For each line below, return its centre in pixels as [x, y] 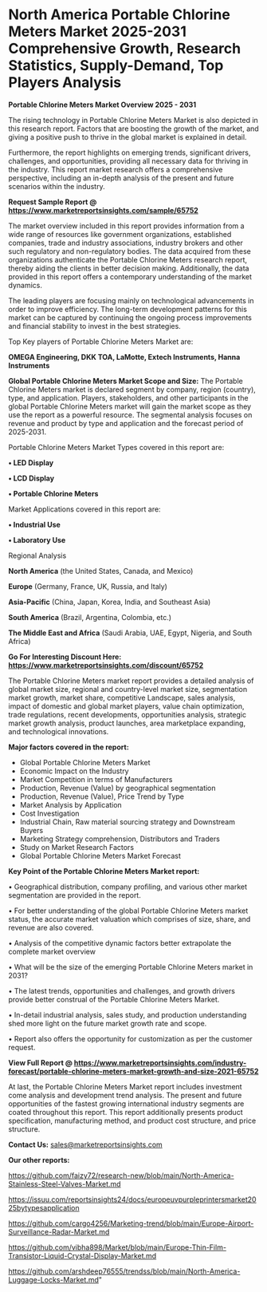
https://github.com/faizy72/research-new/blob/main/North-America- [121, 1175]
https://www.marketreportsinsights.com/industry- [160, 1062]
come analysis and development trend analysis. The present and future [125, 1095]
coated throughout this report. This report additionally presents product [126, 1112]
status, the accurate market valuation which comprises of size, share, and [130, 919]
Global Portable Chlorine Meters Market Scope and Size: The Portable [126, 381]
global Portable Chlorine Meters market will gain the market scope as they [130, 406]
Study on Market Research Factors [77, 847]
